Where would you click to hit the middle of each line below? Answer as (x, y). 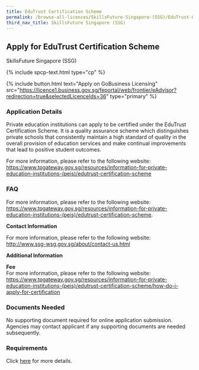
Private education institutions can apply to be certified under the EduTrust (96, 124)
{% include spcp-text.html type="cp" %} (56, 72)
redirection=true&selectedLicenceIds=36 (56, 96)
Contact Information (32, 226)
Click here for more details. (39, 361)
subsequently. (23, 333)
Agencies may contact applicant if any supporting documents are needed (96, 327)
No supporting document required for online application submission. (89, 320)
